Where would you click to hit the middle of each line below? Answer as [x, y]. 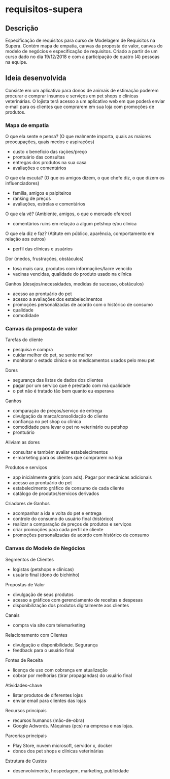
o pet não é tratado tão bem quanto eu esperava [63, 391]
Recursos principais [26, 710]
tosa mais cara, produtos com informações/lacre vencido [72, 269]
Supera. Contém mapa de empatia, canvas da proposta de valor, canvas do [84, 46]
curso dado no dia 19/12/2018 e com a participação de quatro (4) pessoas [82, 57]
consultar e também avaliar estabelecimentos [60, 452]
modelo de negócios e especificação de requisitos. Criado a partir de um [82, 51]
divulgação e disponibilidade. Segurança [55, 645]
